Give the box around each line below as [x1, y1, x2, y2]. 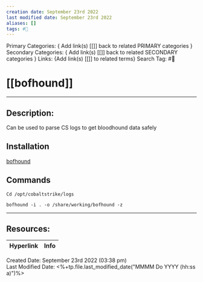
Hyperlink [9, 241, 39, 250]
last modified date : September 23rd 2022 [6, 15, 112, 21]
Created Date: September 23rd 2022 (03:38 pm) [6, 257, 127, 264]
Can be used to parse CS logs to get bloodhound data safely [6, 124, 157, 131]
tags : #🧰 [6, 25, 28, 32]
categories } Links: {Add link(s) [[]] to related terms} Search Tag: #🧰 [6, 55, 175, 62]
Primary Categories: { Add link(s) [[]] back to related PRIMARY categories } [6, 42, 193, 50]
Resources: [6, 224, 50, 234]
